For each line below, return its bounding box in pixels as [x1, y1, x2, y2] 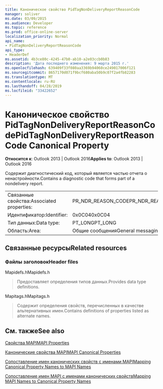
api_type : [5, 47, 25, 52]
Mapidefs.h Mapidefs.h [5, 269, 50, 275]
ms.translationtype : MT [5, 75, 53, 79]
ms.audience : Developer [5, 20, 53, 26]
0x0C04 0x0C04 [72, 212, 110, 218]
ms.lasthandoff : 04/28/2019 [5, 83, 62, 89]
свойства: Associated [7, 198, 57, 204]
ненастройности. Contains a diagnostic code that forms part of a [5, 175, 135, 182]
